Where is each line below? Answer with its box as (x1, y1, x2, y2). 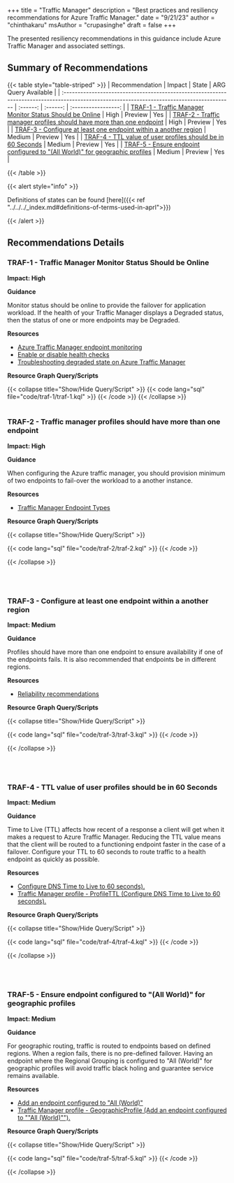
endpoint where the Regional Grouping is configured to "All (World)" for (7, 1056, 212, 1065)
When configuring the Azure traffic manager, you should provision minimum (7, 469, 226, 477)
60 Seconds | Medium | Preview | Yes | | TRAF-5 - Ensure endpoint (7, 140, 200, 148)
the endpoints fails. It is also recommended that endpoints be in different (7, 656, 217, 664)
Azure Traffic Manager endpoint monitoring (17, 343, 142, 351)
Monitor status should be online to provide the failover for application (7, 301, 206, 309)
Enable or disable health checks (17, 350, 110, 359)
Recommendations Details (7, 237, 124, 249)
